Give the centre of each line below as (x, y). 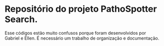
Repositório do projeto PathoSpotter (81, 9)
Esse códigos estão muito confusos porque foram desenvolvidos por (76, 33)
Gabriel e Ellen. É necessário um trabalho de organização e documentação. (82, 38)
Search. (21, 19)
